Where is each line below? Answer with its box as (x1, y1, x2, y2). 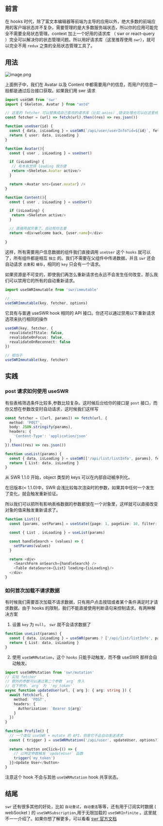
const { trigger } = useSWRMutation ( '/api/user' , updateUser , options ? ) (9, 738, 160, 742)
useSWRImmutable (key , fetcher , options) (5, 301, 88, 306)
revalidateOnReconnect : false (9, 339, 70, 344)
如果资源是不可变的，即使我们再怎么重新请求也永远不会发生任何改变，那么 (5, 271, 154, 277)
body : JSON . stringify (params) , (9, 424, 73, 430)
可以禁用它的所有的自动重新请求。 (9, 277, 78, 283)
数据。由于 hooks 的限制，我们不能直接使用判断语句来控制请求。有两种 (9, 605, 152, 611)
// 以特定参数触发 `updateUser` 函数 (14, 751, 83, 756)
